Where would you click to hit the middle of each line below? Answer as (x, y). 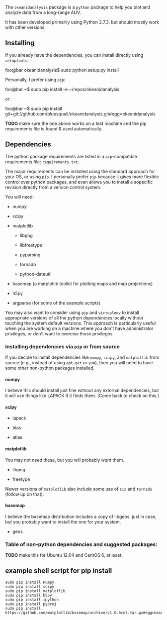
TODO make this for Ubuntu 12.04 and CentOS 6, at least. (64, 555)
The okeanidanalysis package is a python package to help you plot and (78, 7)
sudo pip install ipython (32, 600)
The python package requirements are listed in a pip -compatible (71, 156)
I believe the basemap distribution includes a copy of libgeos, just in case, (81, 517)
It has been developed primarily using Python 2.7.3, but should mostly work (82, 22)
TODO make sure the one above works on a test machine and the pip (76, 123)
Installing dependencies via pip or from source (63, 346)
